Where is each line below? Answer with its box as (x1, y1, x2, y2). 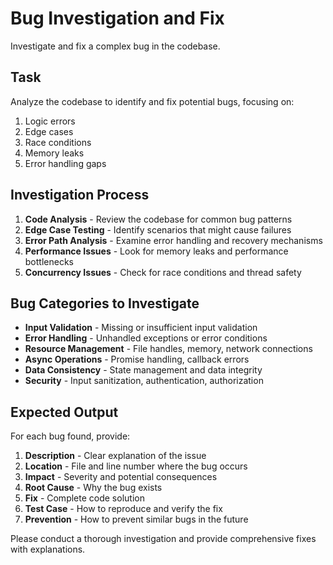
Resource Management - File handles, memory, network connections (24, 343, 313, 355)
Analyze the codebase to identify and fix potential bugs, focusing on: (10, 95, 295, 107)
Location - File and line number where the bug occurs (24, 460, 248, 472)
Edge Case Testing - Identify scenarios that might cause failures (24, 223, 292, 236)
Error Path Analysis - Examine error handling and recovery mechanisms (24, 234, 323, 246)
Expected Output (10, 403, 119, 421)
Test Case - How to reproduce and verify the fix (24, 503, 223, 515)
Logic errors (24, 115, 76, 127)
